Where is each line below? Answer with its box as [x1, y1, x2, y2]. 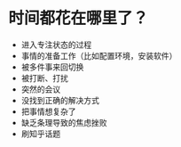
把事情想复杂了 [20, 106, 76, 117]
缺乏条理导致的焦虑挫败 [20, 117, 107, 127]
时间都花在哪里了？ [8, 8, 149, 29]
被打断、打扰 [20, 72, 68, 83]
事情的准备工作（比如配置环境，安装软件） [20, 50, 177, 61]
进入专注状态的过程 [20, 39, 92, 50]
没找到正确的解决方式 [20, 94, 99, 105]
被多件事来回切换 [20, 61, 84, 72]
